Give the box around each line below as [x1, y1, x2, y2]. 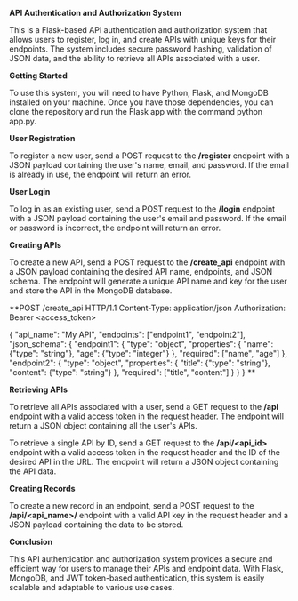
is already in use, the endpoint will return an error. [9, 169, 192, 180]
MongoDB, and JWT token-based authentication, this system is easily [9, 573, 265, 583]
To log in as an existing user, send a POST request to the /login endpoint [9, 204, 276, 214]
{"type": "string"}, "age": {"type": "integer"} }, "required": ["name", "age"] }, [9, 349, 287, 358]
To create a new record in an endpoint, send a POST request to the [9, 501, 254, 510]
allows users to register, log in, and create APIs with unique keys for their [9, 35, 277, 44]
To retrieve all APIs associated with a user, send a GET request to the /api [9, 402, 278, 412]
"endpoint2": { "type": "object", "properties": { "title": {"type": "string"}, [9, 357, 270, 368]
